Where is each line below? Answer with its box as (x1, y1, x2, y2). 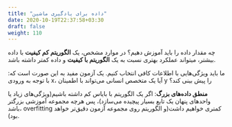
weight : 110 (8, 29, 42, 37)
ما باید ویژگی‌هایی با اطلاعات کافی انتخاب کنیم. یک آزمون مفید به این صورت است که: (8, 69, 225, 77)
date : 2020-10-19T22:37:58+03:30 (8, 17, 104, 23)
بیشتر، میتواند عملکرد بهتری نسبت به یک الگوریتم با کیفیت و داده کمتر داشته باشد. (8, 56, 216, 64)
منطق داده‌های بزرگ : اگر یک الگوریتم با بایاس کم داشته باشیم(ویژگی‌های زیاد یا (8, 90, 208, 98)
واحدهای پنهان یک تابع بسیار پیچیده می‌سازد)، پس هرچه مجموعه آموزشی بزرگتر (8, 97, 211, 106)
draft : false (8, 23, 46, 30)
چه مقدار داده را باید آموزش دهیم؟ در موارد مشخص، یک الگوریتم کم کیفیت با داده (8, 48, 216, 57)
